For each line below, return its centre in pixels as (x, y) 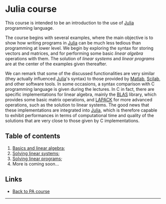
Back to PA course (31, 191)
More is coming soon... (36, 163)
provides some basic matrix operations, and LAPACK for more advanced (79, 99)
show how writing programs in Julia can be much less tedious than (73, 42)
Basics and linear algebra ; (39, 148)
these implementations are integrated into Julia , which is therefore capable (81, 110)
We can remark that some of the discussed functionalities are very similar (80, 73)
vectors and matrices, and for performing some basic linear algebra (74, 53)
